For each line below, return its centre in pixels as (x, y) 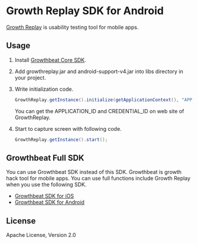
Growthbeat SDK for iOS (44, 196)
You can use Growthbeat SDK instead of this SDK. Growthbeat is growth (94, 172)
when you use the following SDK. (46, 184)
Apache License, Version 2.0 (41, 235)
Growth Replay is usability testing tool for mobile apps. (72, 27)
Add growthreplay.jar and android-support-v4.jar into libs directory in (99, 71)
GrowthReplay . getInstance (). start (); (61, 140)
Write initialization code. (44, 89)
